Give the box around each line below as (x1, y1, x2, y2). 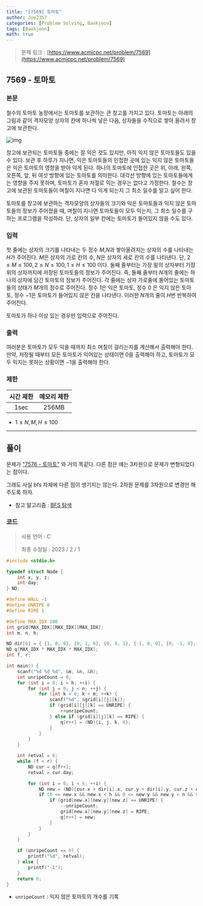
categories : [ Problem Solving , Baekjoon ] (6, 20, 112, 26)
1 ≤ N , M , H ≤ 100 (14, 418, 59, 425)
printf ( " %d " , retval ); (28, 853, 85, 859)
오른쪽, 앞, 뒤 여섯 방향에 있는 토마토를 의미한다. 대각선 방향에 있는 (6, 171, 163, 179)
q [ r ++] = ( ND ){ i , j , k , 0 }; (60, 719, 131, 725)
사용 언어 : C (21, 533, 51, 540)
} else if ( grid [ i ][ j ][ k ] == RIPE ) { (49, 714, 145, 720)
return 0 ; (17, 876, 42, 882)
